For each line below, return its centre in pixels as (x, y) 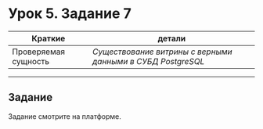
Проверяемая (38, 52)
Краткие (49, 38)
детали (172, 38)
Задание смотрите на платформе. (65, 116)
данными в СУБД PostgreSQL (149, 61)
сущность (31, 61)
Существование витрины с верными (162, 52)
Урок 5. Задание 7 (70, 14)
